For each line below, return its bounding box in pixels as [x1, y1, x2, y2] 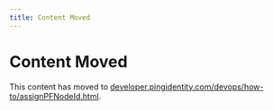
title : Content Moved [9, 13, 91, 22]
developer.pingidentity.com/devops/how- [110, 81, 264, 92]
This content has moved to [9, 81, 109, 92]
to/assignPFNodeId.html [9, 90, 99, 101]
